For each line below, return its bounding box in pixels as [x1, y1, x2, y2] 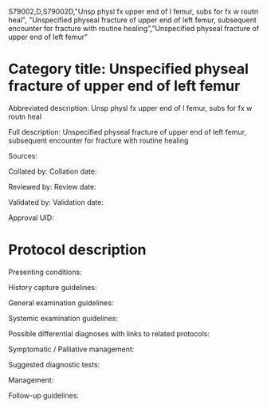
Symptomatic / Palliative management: [8, 344, 135, 354]
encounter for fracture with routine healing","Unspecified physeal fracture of [8, 24, 260, 33]
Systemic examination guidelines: [8, 313, 118, 323]
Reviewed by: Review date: [8, 182, 97, 191]
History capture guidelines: [8, 282, 97, 292]
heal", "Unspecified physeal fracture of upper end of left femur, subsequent [8, 15, 257, 25]
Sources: [8, 151, 38, 160]
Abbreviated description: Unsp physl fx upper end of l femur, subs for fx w [8, 103, 253, 112]
